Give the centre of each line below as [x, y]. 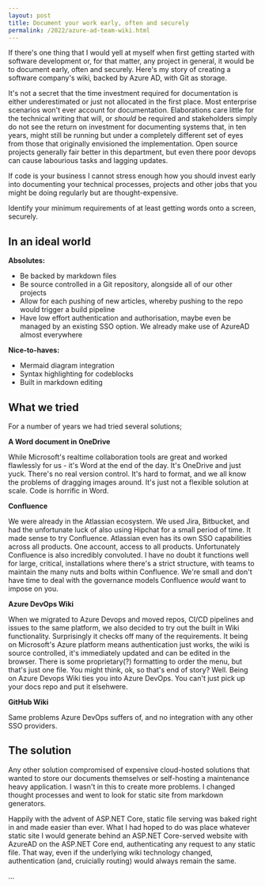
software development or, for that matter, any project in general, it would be [131, 61]
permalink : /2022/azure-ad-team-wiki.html [79, 30]
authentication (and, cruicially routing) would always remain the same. [123, 861]
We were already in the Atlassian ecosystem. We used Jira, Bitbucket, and [129, 521]
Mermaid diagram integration [67, 366]
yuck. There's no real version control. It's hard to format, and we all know [127, 474]
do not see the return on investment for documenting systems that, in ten [127, 127]
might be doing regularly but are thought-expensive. [93, 193]
